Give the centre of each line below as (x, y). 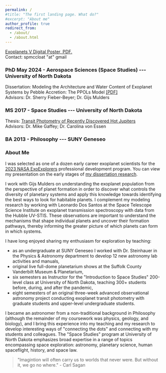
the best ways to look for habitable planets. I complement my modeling (78, 199)
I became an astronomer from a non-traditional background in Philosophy (80, 313)
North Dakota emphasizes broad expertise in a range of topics (69, 339)
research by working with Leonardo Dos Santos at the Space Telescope (79, 205)
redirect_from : (21, 28)
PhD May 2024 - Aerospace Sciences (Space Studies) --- (76, 70)
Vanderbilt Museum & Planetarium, (48, 272)
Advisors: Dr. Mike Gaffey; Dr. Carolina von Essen (56, 126)
